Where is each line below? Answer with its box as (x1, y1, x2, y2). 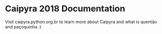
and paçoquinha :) (5, 24, 42, 29)
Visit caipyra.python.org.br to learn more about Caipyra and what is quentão (5, 19, 157, 25)
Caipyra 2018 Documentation (5, 3, 125, 14)
